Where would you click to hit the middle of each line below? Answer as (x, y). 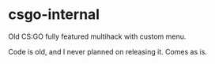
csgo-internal (54, 15)
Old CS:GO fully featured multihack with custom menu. (97, 36)
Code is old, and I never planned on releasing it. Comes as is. (108, 51)
